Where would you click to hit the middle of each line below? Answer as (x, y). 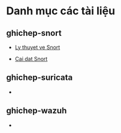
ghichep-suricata (40, 78)
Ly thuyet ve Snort (37, 47)
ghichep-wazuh (37, 111)
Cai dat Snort (31, 59)
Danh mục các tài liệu (61, 11)
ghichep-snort (34, 33)
